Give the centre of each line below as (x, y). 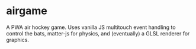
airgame (27, 11)
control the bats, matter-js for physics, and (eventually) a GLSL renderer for (98, 33)
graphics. (18, 40)
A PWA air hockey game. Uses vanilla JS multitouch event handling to (91, 27)
